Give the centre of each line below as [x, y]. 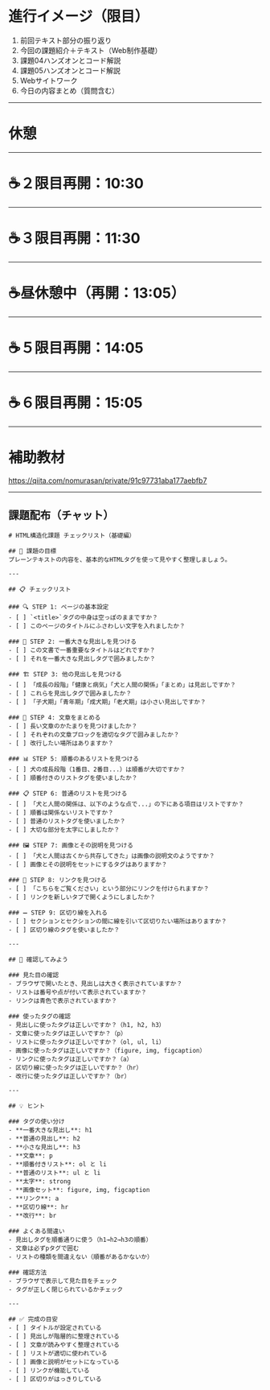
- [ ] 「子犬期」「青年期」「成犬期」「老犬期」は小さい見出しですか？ [107, 702]
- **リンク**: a [34, 1199]
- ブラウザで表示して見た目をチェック [63, 1281]
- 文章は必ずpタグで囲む [44, 1248]
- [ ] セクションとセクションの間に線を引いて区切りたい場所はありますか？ [118, 922]
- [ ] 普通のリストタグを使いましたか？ [67, 822]
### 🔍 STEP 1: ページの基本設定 [59, 607]
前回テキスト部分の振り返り [66, 40]
